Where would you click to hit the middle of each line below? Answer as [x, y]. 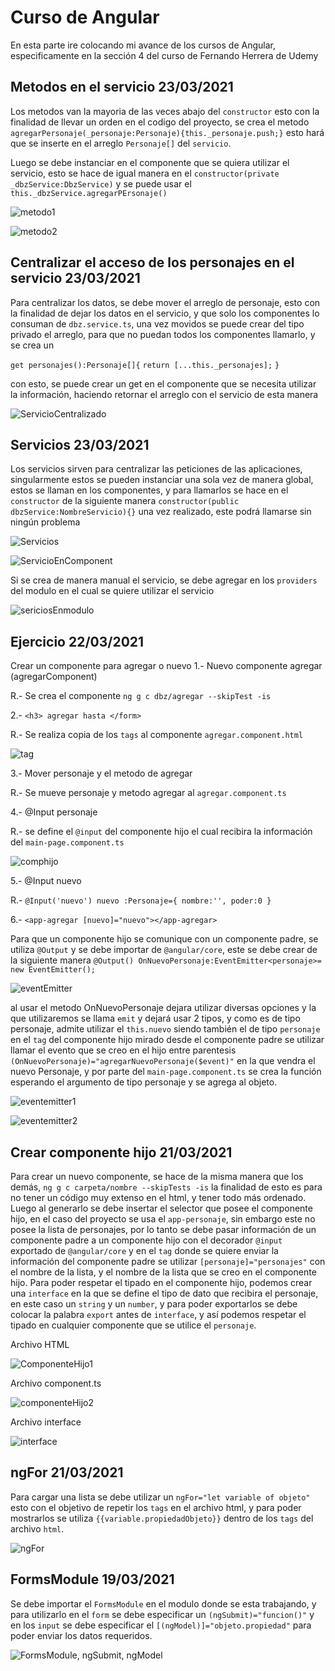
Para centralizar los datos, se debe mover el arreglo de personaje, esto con [165, 302]
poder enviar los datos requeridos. [81, 1635]
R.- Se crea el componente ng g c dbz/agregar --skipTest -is [141, 696]
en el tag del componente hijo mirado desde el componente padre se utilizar [167, 1040]
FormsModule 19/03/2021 [92, 1579]
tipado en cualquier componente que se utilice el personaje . [133, 1325]
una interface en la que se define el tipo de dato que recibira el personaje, [164, 1293]
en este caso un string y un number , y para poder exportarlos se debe [154, 1304]
